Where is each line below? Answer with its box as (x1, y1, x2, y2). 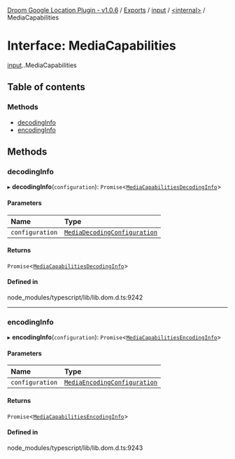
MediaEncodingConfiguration (64, 379, 158, 387)
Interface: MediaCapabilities (7, 38, 176, 54)
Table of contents (7, 81, 85, 93)
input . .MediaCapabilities (7, 61, 77, 69)
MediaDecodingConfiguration (64, 228, 158, 236)
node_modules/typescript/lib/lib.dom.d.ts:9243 (7, 444, 143, 452)
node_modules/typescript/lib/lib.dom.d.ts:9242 (7, 293, 143, 302)
